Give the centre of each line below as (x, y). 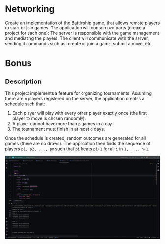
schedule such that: (25, 104)
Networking (30, 9)
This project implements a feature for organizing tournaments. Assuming (79, 93)
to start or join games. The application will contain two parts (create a (75, 27)
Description (23, 81)
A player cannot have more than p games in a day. (63, 123)
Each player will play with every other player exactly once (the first (80, 113)
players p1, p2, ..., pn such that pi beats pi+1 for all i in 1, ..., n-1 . (77, 149)
